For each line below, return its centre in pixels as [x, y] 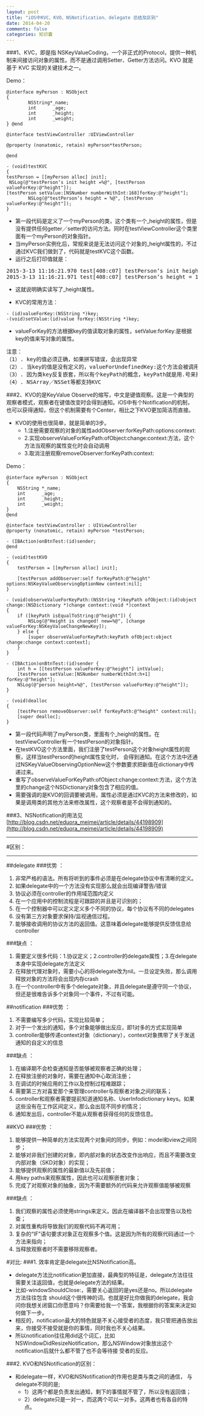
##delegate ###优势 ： [35, 865]
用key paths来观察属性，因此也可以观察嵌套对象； [78, 1178]
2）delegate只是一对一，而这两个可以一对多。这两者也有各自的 [103, 1400]
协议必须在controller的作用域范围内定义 [64, 894]
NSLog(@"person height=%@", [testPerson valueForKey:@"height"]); [103, 685]
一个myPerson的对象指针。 [60, 236]
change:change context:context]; [49, 642]
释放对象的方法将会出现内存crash [57, 979]
